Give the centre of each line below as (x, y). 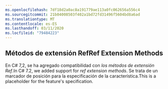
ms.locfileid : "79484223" (32, 33)
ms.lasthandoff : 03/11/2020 (35, 28)
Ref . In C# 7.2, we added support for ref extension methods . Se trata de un (81, 70)
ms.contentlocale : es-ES (31, 24)
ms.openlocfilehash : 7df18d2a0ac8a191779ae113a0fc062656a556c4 (73, 10)
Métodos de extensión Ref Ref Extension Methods (84, 53)
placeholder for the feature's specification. (49, 81)
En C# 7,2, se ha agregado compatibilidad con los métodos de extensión (80, 65)
